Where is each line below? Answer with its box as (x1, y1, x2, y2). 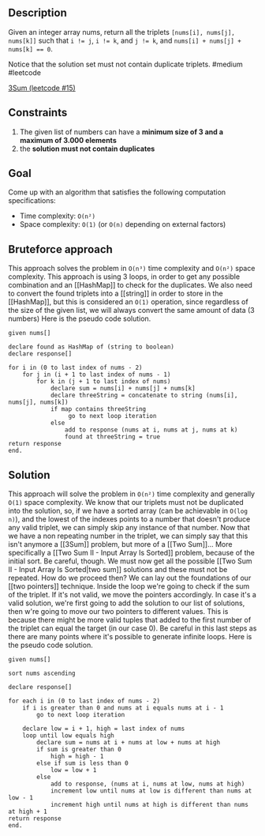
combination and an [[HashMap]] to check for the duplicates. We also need (8, 281, 252, 290)
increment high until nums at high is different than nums (50, 801, 248, 809)
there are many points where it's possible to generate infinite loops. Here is (8, 632, 252, 642)
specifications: (8, 196, 57, 205)
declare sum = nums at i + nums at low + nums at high (36, 739, 221, 747)
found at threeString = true (64, 433, 160, 441)
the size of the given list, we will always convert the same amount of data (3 (8, 306, 255, 315)
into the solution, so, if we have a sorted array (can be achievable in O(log (8, 506, 248, 516)
